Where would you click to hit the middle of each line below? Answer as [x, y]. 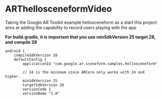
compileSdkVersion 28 [36, 55]
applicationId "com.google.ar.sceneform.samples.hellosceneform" [90, 64]
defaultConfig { [30, 59]
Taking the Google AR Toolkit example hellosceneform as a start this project [81, 22]
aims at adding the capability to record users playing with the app [71, 27]
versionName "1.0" [41, 93]
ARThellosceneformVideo [58, 9]
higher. [13, 76]
